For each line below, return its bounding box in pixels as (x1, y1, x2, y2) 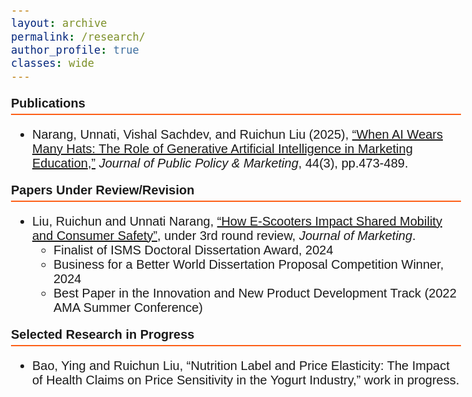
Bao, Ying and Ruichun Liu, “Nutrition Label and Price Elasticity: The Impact (32, 358, 450, 373)
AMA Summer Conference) (53, 300, 203, 315)
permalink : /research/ (11, 30, 146, 44)
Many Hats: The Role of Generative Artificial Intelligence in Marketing (32, 141, 413, 156)
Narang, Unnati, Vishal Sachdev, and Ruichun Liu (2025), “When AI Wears (32, 126, 444, 142)
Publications (11, 95, 86, 110)
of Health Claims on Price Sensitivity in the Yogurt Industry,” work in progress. (32, 372, 460, 387)
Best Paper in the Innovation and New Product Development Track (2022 (53, 285, 457, 300)
